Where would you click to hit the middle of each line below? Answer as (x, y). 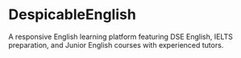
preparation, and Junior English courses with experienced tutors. (116, 44)
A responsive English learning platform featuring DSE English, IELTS (121, 37)
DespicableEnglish (73, 15)
